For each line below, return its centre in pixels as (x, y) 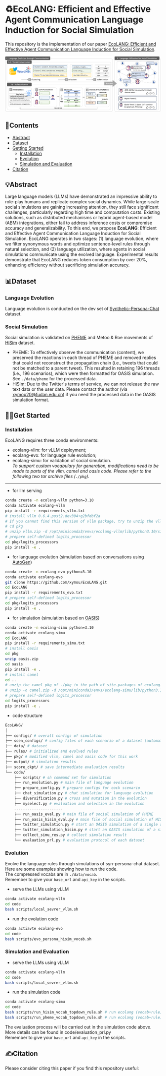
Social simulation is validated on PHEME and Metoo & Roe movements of (79, 338)
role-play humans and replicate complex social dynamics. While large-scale (82, 202)
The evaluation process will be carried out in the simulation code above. (78, 1027)
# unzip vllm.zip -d (26, 532)
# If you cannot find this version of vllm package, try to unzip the (79, 521)
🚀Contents (22, 126)
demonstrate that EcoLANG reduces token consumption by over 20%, (76, 260)
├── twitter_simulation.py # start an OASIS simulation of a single (86, 825)
